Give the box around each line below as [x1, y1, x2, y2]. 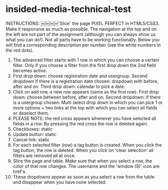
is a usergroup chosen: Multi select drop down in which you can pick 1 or [12, 99, 163, 105]
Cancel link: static [12, 136, 50, 142]
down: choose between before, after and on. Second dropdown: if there [12, 94, 161, 100]
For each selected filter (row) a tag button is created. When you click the [12, 141, 162, 148]
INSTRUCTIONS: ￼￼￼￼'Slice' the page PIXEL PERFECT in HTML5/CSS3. [5, 20, 160, 26]
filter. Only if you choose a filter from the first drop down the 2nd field [12, 62, 156, 68]
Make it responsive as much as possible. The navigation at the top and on [5, 26, 157, 32]
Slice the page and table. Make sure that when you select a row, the [12, 157, 153, 163]
